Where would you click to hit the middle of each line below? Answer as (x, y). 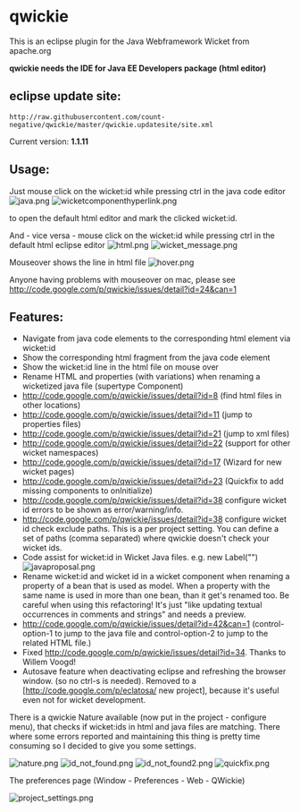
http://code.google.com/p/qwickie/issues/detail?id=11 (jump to (137, 415)
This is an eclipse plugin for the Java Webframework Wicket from (129, 41)
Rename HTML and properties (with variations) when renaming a (141, 377)
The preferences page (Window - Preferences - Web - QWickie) (127, 781)
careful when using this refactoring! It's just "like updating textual (142, 605)
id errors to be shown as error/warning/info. (103, 510)
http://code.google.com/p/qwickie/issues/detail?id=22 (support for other (156, 443)
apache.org (30, 50)
